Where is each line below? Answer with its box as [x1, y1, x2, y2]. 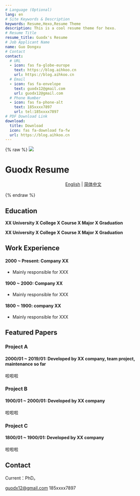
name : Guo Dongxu [5, 44, 41, 49]
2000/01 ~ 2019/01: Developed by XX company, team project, [5, 355, 135, 361]
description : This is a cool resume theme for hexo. [5, 26, 117, 31]
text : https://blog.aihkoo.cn [14, 68, 77, 73]
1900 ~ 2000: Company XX [5, 280, 63, 287]
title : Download [9, 123, 43, 128]
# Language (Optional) [5, 7, 52, 12]
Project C [5, 422, 28, 429]
